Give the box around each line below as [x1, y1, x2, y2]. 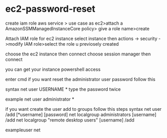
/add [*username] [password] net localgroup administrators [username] [5, 111, 157, 117]
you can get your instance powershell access [5, 66, 101, 72]
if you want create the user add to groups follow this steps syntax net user [5, 106, 162, 112]
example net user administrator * [5, 96, 75, 102]
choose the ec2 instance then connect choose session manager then [5, 51, 151, 57]
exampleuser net [5, 127, 41, 133]
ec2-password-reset [5, 3, 96, 15]
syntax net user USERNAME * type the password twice [5, 86, 121, 92]
